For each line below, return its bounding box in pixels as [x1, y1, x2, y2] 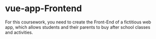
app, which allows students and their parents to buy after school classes [5, 24, 151, 30]
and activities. [5, 29, 33, 35]
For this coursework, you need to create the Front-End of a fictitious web [5, 19, 151, 25]
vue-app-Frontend [5, 3, 82, 14]
